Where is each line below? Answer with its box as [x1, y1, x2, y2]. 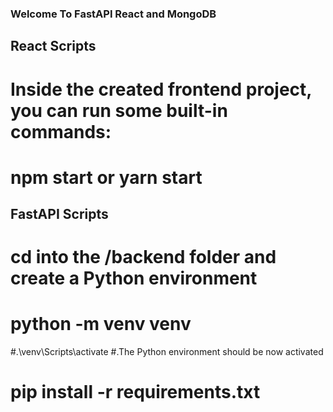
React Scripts [10, 38, 97, 55]
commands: [10, 120, 112, 143]
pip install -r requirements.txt [10, 381, 261, 404]
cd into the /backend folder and [10, 246, 277, 269]
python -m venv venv [10, 313, 192, 336]
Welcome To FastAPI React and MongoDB [10, 7, 217, 21]
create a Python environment [10, 267, 258, 290]
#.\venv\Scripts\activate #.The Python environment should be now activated [10, 346, 324, 358]
